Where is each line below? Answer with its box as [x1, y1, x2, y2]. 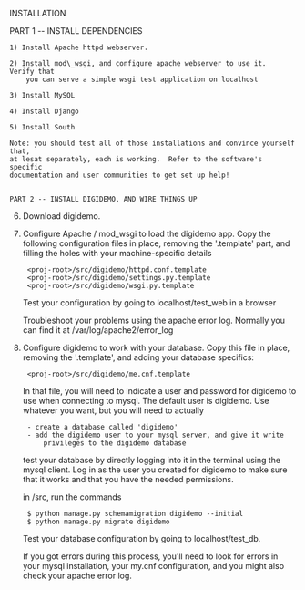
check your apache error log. [22, 570, 132, 581]
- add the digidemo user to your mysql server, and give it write [26, 430, 284, 440]
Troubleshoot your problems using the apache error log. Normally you [22, 315, 285, 326]
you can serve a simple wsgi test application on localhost [25, 75, 259, 84]
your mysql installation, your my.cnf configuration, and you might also [22, 561, 285, 571]
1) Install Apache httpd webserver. [9, 43, 148, 52]
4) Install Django [9, 107, 79, 116]
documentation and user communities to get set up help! [9, 171, 230, 180]
